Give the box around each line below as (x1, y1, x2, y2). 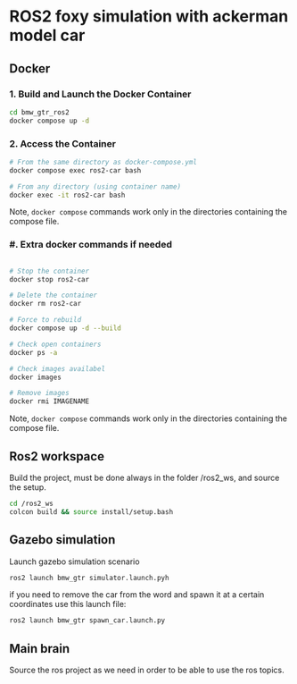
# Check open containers (9, 340, 102, 349)
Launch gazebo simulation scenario (9, 556, 140, 567)
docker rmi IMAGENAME (9, 397, 90, 406)
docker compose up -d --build (9, 324, 122, 333)
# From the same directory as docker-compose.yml (9, 157, 198, 166)
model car (9, 25, 86, 46)
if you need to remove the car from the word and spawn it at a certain (9, 589, 265, 600)
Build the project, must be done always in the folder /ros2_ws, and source (9, 472, 280, 484)
